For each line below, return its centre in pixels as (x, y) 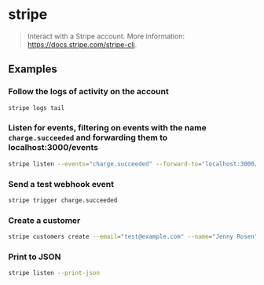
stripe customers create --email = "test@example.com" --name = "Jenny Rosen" (133, 237)
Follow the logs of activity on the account (88, 92)
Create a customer (44, 220)
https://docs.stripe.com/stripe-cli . (82, 44)
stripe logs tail (37, 108)
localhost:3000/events (53, 148)
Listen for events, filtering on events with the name (107, 128)
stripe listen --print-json (54, 273)
